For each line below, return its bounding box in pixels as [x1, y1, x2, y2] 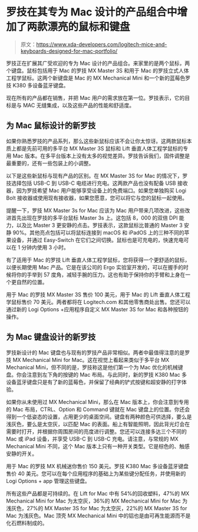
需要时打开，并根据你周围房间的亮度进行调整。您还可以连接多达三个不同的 [6, 427, 187, 435]
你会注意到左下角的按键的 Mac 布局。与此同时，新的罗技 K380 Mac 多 [16, 371, 187, 378]
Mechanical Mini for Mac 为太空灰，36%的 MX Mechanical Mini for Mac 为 [6, 497, 187, 504]
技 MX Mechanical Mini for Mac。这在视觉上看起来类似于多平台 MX [6, 356, 170, 363]
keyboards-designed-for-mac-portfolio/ [20, 47, 118, 54]
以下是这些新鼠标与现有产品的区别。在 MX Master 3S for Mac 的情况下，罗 [6, 172, 188, 179]
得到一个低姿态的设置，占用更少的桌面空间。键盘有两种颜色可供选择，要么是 [6, 413, 192, 420]
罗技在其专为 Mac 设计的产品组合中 [6, 5, 178, 19]
